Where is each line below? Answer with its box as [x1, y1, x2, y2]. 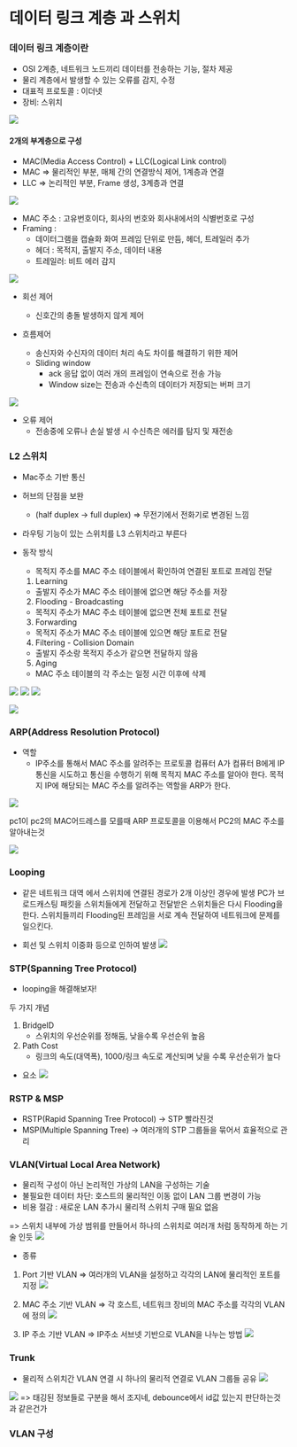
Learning [34, 575, 68, 586]
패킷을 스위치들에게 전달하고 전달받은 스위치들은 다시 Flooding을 [60, 899, 284, 909]
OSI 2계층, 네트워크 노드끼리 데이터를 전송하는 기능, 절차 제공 [21, 64, 233, 74]
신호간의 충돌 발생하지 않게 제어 [34, 309, 144, 320]
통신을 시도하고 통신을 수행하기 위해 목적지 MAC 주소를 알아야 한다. [34, 769, 268, 780]
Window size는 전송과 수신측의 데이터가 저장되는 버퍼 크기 [48, 378, 251, 390]
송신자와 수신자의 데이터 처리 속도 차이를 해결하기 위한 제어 [34, 347, 239, 358]
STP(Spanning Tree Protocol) [9, 962, 138, 975]
